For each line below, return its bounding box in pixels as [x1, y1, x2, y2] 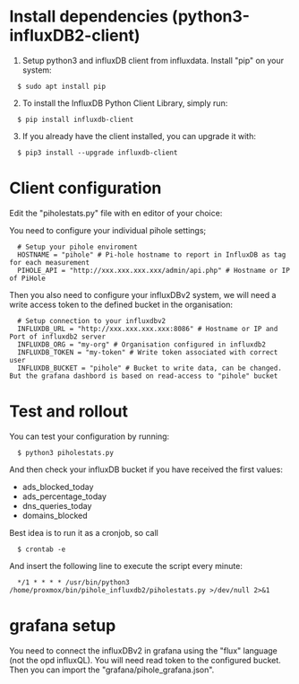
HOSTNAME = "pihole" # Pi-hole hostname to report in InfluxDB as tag [17, 250, 286, 259]
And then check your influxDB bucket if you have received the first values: [9, 464, 284, 475]
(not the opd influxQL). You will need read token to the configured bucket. [9, 654, 282, 665]
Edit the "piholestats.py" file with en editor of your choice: [9, 207, 223, 218]
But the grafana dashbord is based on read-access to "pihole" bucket [9, 371, 278, 381]
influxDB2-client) [9, 25, 141, 46]
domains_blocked [21, 510, 88, 521]
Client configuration [9, 178, 162, 198]
